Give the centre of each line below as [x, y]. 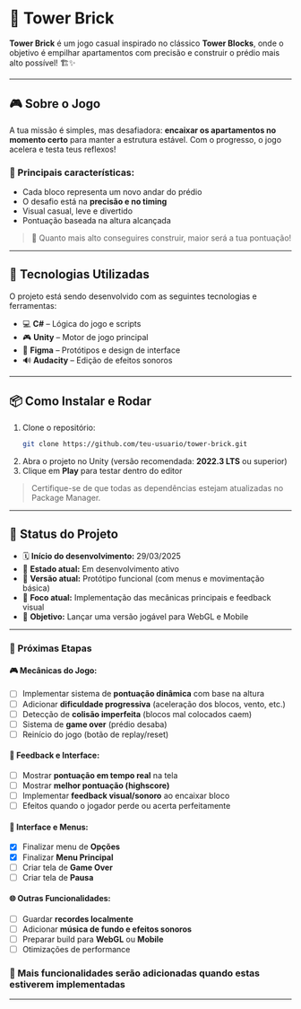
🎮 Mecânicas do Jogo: [53, 670]
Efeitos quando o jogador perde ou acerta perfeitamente [126, 806]
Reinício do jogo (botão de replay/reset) [95, 734]
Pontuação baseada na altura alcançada [97, 221]
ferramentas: [33, 305]
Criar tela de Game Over [68, 867]
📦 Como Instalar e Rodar [81, 402]
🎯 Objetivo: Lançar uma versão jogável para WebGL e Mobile [135, 617]
